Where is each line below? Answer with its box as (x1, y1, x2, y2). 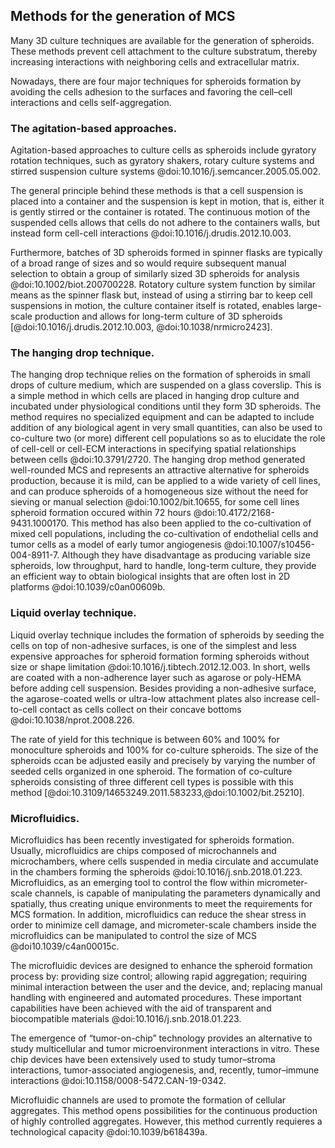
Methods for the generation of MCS (10, 8, 236, 25)
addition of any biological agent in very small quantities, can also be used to (10, 422, 323, 434)
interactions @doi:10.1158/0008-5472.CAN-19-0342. (10, 1075, 227, 1086)
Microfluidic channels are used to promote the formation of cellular (10, 1094, 287, 1106)
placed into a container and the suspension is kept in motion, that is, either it (10, 195, 325, 208)
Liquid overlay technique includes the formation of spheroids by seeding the (10, 629, 325, 641)
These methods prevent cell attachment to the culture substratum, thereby (10, 45, 318, 57)
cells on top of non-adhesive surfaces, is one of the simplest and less (10, 639, 297, 651)
